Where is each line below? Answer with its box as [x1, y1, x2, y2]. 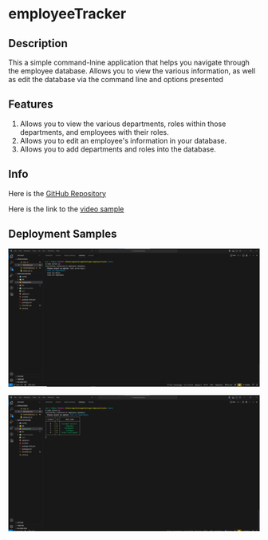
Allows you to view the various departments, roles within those [19, 119, 227, 128]
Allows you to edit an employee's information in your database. [19, 136, 227, 145]
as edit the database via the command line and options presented [8, 75, 223, 84]
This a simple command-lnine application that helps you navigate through [8, 57, 250, 67]
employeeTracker [8, 5, 127, 23]
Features [8, 97, 53, 112]
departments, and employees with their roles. [19, 127, 169, 136]
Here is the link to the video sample [8, 204, 124, 214]
